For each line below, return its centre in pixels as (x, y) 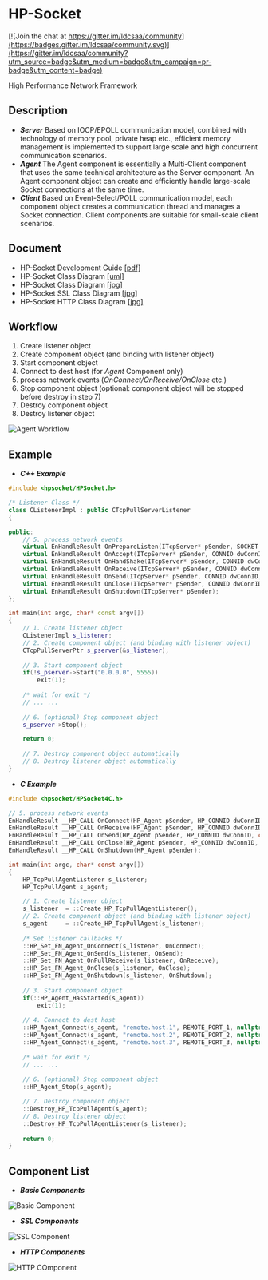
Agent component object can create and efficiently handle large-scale (135, 181)
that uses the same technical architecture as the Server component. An (137, 172)
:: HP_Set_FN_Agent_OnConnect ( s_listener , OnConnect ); (114, 946)
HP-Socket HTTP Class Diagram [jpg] (81, 301)
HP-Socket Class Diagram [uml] (72, 276)
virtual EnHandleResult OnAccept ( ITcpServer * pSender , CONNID (128, 555)
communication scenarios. (63, 155)
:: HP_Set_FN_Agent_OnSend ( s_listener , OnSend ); (103, 953)
